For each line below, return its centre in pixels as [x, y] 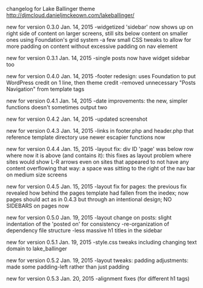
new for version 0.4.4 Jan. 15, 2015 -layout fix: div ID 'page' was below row [100, 149]
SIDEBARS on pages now [38, 206]
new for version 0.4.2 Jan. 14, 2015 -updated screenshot [77, 119]
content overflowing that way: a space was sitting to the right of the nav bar [101, 168]
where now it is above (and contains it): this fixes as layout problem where [99, 155]
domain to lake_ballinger [37, 249]
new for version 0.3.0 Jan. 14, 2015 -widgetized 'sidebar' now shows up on [100, 27]
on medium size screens [37, 175]
